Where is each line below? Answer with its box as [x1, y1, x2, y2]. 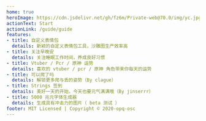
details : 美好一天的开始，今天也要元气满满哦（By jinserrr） [12, 89, 154, 95]
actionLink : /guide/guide [6, 26, 72, 32]
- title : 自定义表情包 [6, 37, 59, 43]
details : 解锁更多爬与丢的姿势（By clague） [12, 77, 116, 83]
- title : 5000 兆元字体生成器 [6, 94, 77, 100]
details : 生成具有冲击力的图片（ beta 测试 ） [12, 100, 120, 106]
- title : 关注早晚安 [6, 49, 54, 55]
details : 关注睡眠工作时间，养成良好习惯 [12, 54, 105, 61]
